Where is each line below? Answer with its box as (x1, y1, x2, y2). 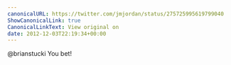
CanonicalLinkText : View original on (7, 23, 119, 30)
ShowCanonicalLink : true (7, 17, 81, 24)
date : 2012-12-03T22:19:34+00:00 (7, 30, 107, 37)
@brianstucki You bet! (7, 49, 72, 58)
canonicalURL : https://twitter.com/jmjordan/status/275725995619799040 (7, 10, 224, 18)
